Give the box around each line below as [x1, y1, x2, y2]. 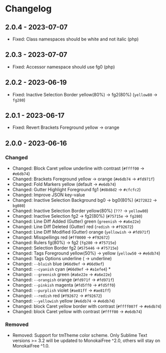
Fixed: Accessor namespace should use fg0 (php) [12, 63, 115, 70]
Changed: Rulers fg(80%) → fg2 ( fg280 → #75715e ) [12, 240, 117, 246]
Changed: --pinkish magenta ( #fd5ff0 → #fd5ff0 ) [12, 282, 116, 288]
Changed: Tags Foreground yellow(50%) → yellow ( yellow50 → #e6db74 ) [12, 250, 161, 256]
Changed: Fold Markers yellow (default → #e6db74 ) [12, 181, 116, 187]
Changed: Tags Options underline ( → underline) [12, 256, 112, 262]
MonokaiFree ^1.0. [12, 343, 50, 349]
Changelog [5, 3, 52, 14]
